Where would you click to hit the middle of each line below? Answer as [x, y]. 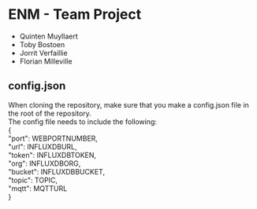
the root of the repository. [50, 113]
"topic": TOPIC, [33, 180]
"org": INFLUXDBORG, [45, 163]
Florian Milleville [46, 61]
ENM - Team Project [75, 15]
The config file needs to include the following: [83, 121]
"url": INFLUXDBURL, [43, 146]
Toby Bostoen [42, 44]
